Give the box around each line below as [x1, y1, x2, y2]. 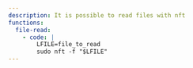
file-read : [15, 26, 51, 34]
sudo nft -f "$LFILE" [36, 48, 108, 55]
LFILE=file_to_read [36, 41, 101, 48]
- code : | [22, 33, 55, 41]
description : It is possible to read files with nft [8, 11, 186, 20]
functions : [8, 19, 44, 27]
